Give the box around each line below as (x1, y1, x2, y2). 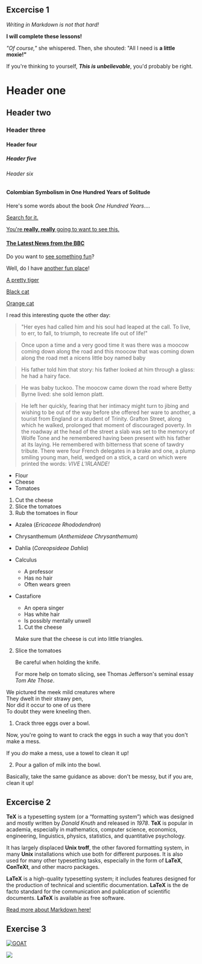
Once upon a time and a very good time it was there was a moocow (21, 341, 189, 349)
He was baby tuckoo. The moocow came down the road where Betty (21, 384, 192, 392)
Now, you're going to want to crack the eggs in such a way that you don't (6, 732, 188, 739)
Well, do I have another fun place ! (6, 264, 90, 272)
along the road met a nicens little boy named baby (21, 354, 146, 362)
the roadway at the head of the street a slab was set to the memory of (21, 428, 195, 435)
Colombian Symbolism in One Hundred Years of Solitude (6, 189, 151, 196)
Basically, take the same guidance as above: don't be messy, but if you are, (6, 773, 194, 780)
